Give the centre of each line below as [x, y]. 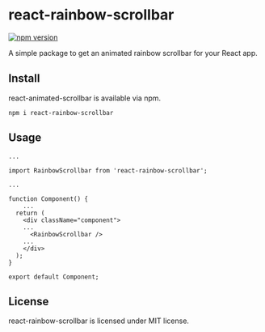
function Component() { [48, 199]
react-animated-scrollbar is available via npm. [85, 98]
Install [24, 79]
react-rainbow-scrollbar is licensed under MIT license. [99, 321]
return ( [30, 213]
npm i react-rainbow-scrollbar [61, 113]
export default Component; [54, 277]
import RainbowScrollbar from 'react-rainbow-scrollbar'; [108, 170]
